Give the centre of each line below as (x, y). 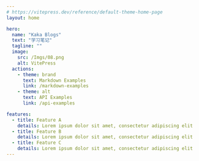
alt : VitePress (37, 63)
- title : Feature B (37, 132)
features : (19, 114)
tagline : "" (27, 46)
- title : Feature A (37, 120)
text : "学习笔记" (32, 41)
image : (20, 52)
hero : (13, 29)
